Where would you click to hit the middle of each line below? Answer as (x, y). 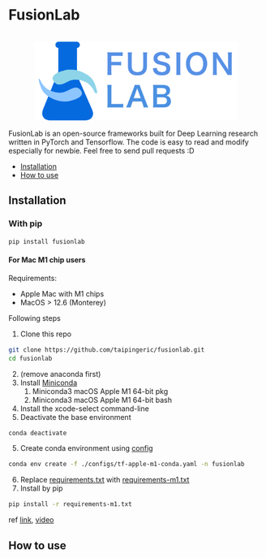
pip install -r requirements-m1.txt (70, 504)
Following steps (34, 318)
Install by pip (41, 488)
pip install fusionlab (47, 241)
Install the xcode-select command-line (85, 409)
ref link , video (31, 520)
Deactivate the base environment (75, 417)
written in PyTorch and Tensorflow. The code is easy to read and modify (129, 142)
